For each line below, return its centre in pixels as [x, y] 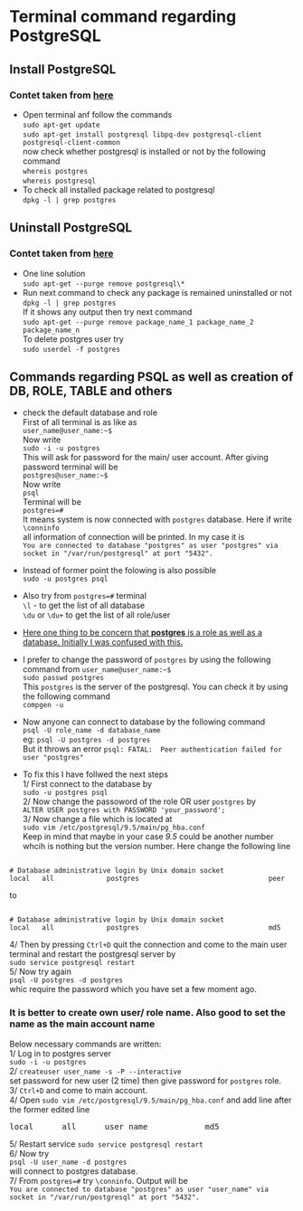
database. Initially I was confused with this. [103, 642]
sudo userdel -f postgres [71, 349]
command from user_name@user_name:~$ [97, 669]
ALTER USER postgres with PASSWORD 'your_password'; [124, 810]
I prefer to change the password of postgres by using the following [147, 660]
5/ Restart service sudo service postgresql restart [106, 1144]
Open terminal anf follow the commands [97, 114]
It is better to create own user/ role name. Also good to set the [148, 1013]
